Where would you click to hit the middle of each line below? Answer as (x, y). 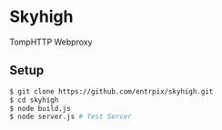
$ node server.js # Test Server (71, 117)
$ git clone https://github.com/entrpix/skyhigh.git (111, 91)
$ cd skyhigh (34, 100)
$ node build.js (40, 108)
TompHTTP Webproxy (51, 42)
